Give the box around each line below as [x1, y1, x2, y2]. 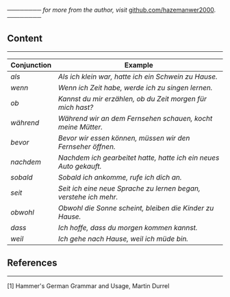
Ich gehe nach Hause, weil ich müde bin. [57, 234, 189, 243]
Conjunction [10, 60, 52, 70]
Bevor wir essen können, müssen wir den [57, 133, 190, 143]
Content [7, 33, 43, 44]
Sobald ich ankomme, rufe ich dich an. [57, 172, 183, 182]
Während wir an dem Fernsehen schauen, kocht [57, 113, 213, 123]
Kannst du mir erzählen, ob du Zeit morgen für [57, 94, 207, 103]
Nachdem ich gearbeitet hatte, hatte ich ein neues [57, 153, 220, 162]
